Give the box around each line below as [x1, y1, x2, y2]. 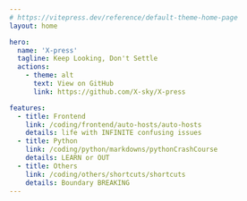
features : [9, 104, 47, 113]
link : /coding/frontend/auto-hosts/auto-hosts [25, 120, 202, 130]
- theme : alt [25, 71, 74, 80]
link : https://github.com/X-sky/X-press [32, 87, 186, 96]
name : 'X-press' [17, 46, 78, 54]
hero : [9, 38, 30, 46]
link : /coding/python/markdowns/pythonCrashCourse [25, 145, 218, 155]
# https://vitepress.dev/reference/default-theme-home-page [9, 13, 239, 22]
